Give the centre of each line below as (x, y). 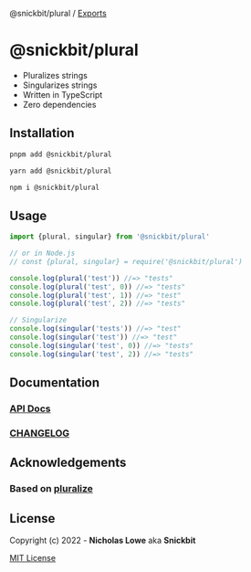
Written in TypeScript (63, 94)
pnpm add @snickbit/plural (61, 154)
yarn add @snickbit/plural (61, 171)
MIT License (33, 558)
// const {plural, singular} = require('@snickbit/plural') (126, 261)
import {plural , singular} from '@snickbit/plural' (110, 237)
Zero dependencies (59, 104)
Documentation (55, 383)
